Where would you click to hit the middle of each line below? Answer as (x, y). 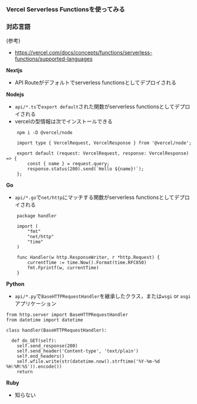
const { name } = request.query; (69, 164)
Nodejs (15, 94)
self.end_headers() (41, 357)
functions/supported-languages (54, 59)
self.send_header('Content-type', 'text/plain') (78, 351)
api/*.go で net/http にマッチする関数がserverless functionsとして (94, 197)
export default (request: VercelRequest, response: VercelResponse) (103, 153)
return (25, 372)
